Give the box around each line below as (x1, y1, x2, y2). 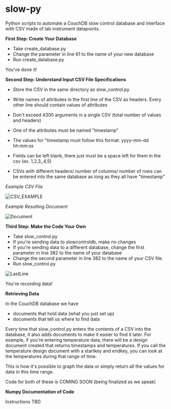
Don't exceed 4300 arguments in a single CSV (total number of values (12, 112, 162, 118)
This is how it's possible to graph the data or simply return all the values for (5, 363, 165, 369)
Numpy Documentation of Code (5, 388, 74, 395)
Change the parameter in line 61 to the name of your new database (12, 51, 154, 57)
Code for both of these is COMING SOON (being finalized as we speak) (5, 379, 156, 385)
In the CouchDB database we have (5, 300, 79, 307)
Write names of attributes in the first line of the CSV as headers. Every (12, 96, 162, 102)
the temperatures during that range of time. (5, 353, 97, 359)
